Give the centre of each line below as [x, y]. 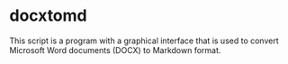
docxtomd [48, 16]
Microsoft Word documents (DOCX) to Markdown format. [115, 50]
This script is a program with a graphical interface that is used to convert [144, 41]
